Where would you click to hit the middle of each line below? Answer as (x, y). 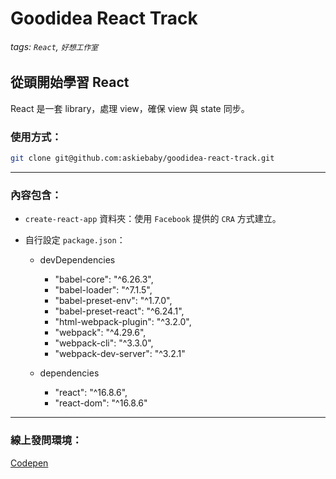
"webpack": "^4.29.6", (100, 333)
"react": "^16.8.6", (91, 393)
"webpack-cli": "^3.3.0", (104, 343)
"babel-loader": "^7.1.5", (103, 290)
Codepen (29, 463)
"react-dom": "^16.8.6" (101, 403)
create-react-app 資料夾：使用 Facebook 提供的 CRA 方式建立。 (153, 219)
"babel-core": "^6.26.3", (104, 279)
